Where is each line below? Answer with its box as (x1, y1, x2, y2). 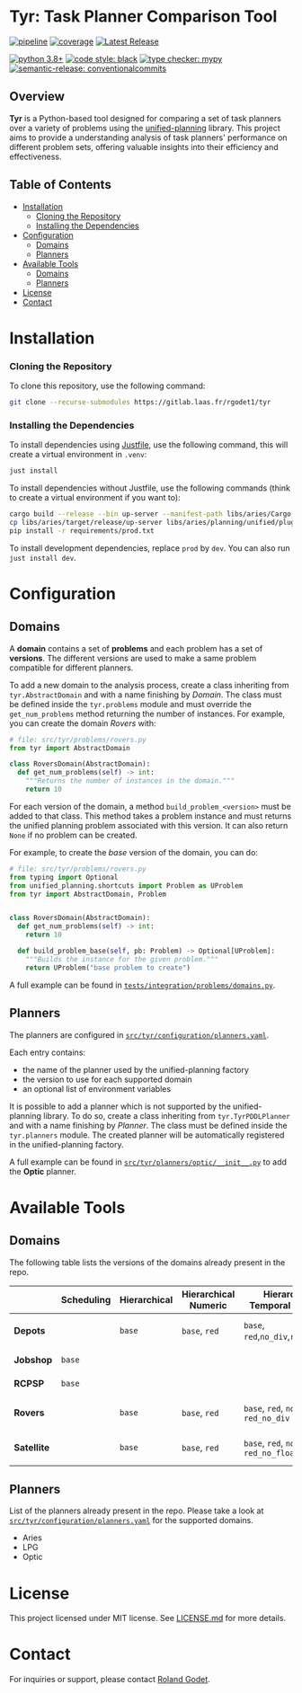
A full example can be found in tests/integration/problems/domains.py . (9, 979, 276, 990)
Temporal (249, 1299, 291, 1311)
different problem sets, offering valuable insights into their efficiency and (9, 141, 279, 152)
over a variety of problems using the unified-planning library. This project (9, 122, 280, 133)
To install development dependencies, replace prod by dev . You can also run (9, 542, 290, 554)
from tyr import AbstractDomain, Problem (9, 890, 167, 899)
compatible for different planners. (9, 662, 134, 673)
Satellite (13, 1440, 50, 1453)
